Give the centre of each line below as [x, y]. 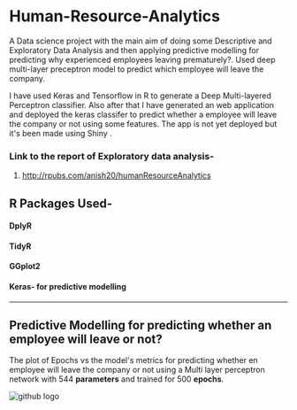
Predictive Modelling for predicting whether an [141, 325]
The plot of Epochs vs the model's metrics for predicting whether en [133, 360]
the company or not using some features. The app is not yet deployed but [143, 124]
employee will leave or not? [86, 339]
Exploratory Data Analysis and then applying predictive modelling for [134, 50]
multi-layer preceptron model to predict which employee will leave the [137, 69]
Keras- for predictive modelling [68, 286]
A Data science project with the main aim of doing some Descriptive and [141, 41]
